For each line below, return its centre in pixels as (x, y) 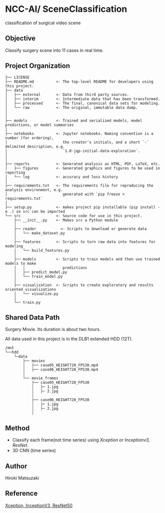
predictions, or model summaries (40, 125)
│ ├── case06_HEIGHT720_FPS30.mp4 (61, 370)
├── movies (34, 361)
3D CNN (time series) (34, 451)
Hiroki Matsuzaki (22, 478)
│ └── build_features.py (42, 250)
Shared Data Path (33, 317)
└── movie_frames (41, 378)
